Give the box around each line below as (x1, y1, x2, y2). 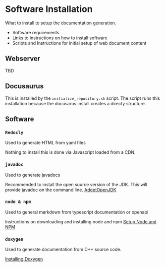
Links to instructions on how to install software (12, 35, 108, 41)
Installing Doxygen (5, 256, 43, 262)
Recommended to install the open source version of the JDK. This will (5, 181, 148, 187)
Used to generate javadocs (5, 172, 60, 178)
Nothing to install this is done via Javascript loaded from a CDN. (5, 149, 136, 155)
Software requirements (12, 29, 59, 35)
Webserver (5, 55, 41, 63)
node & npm (5, 199, 31, 204)
